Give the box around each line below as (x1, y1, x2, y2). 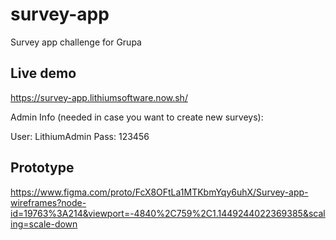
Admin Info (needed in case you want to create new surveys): (10, 111, 264, 123)
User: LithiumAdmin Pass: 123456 (10, 130, 150, 142)
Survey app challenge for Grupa (10, 36, 142, 48)
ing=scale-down (10, 218, 78, 230)
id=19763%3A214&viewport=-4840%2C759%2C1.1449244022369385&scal (10, 207, 326, 219)
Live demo (10, 65, 77, 82)
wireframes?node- (10, 196, 87, 208)
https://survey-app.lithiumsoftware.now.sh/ (10, 91, 188, 103)
